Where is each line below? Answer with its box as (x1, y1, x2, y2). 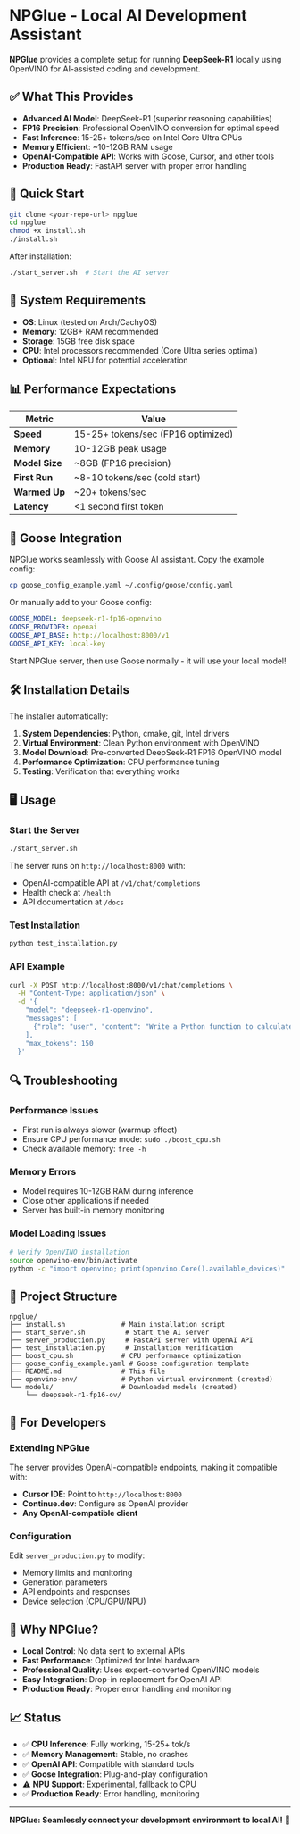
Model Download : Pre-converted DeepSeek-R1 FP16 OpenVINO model (21, 746, 283, 757)
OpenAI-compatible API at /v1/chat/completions (21, 878, 201, 888)
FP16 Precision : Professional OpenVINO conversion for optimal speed (21, 122, 279, 133)
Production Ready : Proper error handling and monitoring (21, 1683, 232, 1694)
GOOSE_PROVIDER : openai (9, 622, 98, 632)
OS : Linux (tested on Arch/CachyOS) (21, 316, 158, 327)
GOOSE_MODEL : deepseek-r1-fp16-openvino (9, 614, 162, 623)
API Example (9, 961, 65, 973)
